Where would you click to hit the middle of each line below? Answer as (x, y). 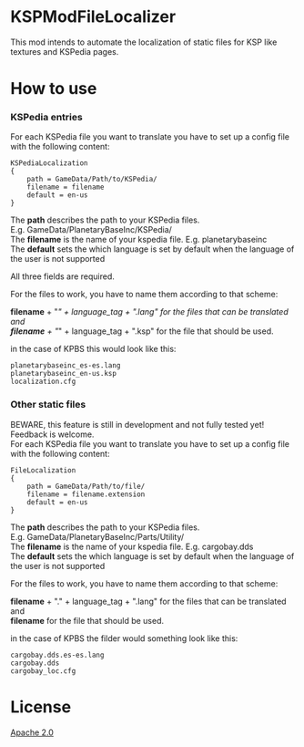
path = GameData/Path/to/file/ (86, 486)
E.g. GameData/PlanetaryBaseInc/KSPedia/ (91, 230)
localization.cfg (43, 382)
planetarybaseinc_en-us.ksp (64, 374)
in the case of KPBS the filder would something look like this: (124, 638)
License (41, 706)
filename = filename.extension (86, 494)
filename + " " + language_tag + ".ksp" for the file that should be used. (142, 331)
